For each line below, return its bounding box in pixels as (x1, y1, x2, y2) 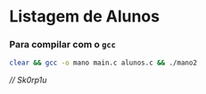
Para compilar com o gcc (9, 38, 116, 51)
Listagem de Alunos (9, 6, 161, 27)
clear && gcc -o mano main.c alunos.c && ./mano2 (9, 58, 198, 68)
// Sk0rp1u (9, 74, 47, 86)
